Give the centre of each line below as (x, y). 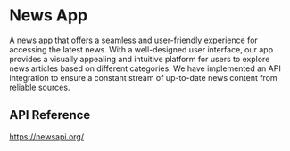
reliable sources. (40, 87)
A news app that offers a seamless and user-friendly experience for (134, 40)
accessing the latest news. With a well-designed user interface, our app (141, 49)
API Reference (50, 115)
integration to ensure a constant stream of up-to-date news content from (144, 77)
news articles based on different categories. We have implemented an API (145, 68)
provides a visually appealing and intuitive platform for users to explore (140, 59)
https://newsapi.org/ (47, 136)
